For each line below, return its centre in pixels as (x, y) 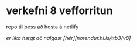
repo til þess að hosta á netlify (42, 27)
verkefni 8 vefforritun (59, 11)
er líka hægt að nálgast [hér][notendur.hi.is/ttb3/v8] (68, 38)
